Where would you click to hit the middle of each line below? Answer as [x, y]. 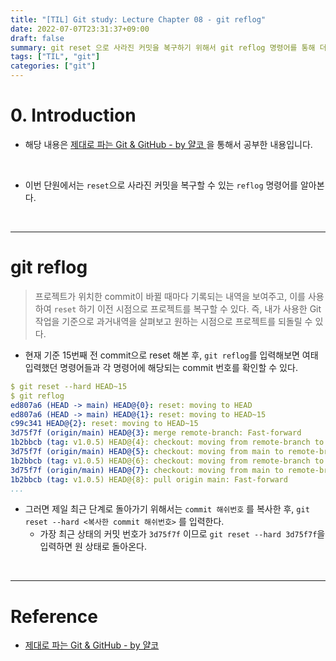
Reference [54, 616]
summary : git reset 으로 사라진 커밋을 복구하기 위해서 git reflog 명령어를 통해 [163, 47]
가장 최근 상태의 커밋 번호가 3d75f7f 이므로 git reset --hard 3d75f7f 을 [182, 534]
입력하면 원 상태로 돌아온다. [93, 547]
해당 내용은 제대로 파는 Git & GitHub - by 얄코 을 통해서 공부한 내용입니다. [168, 144]
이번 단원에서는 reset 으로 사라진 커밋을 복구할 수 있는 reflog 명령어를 [161, 185]
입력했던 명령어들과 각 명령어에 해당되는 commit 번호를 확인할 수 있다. [161, 367]
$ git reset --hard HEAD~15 [69, 386]
